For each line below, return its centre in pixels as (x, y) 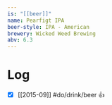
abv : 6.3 (20, 40)
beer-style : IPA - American (49, 27)
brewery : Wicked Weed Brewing (52, 33)
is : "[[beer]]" (30, 14)
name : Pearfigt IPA (36, 20)
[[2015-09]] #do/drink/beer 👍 (61, 95)
